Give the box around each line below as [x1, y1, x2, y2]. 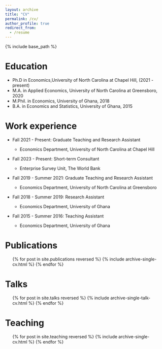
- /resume [9, 30, 30, 35]
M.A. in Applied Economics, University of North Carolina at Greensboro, [12, 87, 158, 94]
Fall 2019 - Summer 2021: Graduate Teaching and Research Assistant [12, 175, 153, 181]
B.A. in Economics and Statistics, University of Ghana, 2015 [12, 103, 133, 109]
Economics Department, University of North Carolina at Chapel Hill [19, 146, 155, 152]
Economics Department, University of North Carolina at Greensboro [19, 184, 157, 190]
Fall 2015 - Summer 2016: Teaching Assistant [12, 213, 104, 219]
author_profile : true [5, 21, 50, 26]
